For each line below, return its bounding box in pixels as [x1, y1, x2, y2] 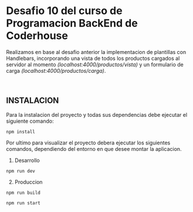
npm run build [6, 190, 41, 196]
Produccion [14, 178, 43, 186]
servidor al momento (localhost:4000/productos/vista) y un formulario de [6, 60, 184, 68]
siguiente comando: [6, 117, 54, 124]
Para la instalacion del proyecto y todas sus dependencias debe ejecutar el [6, 111, 188, 118]
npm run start [6, 200, 41, 206]
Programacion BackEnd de [6, 16, 138, 30]
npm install [6, 129, 35, 134]
